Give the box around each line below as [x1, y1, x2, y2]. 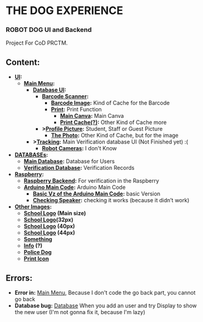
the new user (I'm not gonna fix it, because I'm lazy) [14, 309, 146, 316]
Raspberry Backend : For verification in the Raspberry [23, 177, 160, 185]
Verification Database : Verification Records [23, 164, 135, 172]
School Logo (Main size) [23, 210, 87, 217]
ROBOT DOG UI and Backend [5, 26, 92, 34]
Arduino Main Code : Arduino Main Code [23, 184, 126, 191]
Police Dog [23, 249, 52, 256]
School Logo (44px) [23, 229, 76, 236]
